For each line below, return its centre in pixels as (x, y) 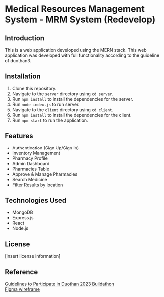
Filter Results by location (38, 185)
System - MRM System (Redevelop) (80, 20)
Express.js (23, 218)
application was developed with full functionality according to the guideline (82, 55)
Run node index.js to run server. (46, 104)
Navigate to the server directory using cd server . (63, 94)
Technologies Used (36, 201)
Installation (23, 76)
